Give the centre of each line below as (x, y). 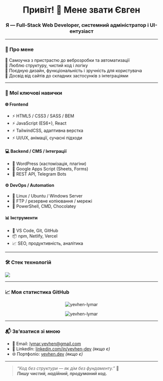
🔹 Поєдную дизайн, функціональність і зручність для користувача (73, 71)
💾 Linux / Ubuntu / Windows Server (47, 196)
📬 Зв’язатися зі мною (33, 331)
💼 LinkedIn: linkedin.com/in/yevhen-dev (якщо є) (61, 349)
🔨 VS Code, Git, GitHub (35, 230)
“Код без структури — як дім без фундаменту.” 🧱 (68, 368)
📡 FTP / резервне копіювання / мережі (52, 201)
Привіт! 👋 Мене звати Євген (81, 10)
